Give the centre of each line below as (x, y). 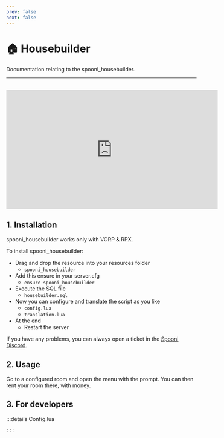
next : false (21, 18)
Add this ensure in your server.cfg (57, 276)
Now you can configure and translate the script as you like (88, 302)
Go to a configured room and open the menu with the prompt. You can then (100, 379)
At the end (28, 321)
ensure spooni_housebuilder (59, 283)
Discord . (17, 345)
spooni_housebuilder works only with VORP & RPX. (70, 240)
